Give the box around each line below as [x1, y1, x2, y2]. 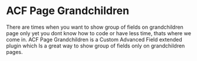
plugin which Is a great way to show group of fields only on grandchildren [6, 42, 185, 49]
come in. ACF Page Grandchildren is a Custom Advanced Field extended [6, 36, 182, 43]
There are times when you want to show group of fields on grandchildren [6, 23, 184, 30]
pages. [6, 48, 23, 55]
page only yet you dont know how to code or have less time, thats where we [6, 29, 192, 36]
